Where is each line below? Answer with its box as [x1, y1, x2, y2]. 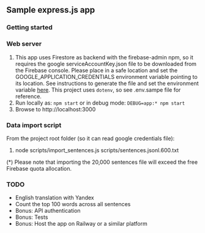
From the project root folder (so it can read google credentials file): [6, 135, 175, 142]
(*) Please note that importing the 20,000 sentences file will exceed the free [6, 158, 198, 166]
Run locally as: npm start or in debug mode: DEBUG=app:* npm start [15, 99, 185, 106]
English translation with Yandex [15, 194, 95, 201]
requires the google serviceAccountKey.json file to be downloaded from [15, 60, 197, 67]
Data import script [6, 120, 62, 129]
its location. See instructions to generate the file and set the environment [15, 80, 199, 87]
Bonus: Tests [15, 213, 48, 221]
